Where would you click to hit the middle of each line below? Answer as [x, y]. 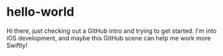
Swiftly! [17, 45]
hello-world [41, 12]
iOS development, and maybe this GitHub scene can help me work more [109, 38]
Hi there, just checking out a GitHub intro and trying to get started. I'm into [112, 31]
